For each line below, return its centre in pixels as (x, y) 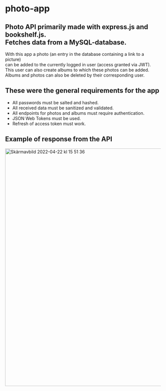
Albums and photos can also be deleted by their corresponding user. (75, 75)
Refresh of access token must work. (49, 124)
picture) (13, 59)
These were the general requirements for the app (82, 91)
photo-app (28, 9)
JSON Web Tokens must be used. (46, 118)
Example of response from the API (59, 139)
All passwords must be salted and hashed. (55, 102)
